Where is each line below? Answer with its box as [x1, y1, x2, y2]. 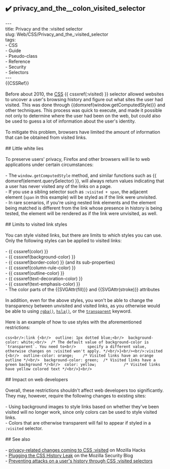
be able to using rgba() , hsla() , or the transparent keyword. [5, 308, 132, 314]
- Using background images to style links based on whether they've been [5, 403, 159, 410]
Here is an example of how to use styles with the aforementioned [5, 319, 141, 325]
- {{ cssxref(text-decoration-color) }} [5, 275, 83, 282]
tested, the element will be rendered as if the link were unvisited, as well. [5, 210, 158, 216]
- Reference [5, 58, 31, 64]
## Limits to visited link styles [5, 221, 68, 227]
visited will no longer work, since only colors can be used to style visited [5, 409, 157, 415]
